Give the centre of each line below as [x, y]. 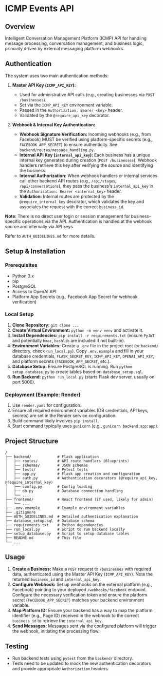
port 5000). [24, 382]
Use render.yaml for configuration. [47, 405]
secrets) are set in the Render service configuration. [64, 416]
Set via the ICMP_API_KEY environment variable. [66, 105]
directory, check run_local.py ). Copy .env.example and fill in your [78, 351]
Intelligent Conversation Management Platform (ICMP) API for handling [76, 38]
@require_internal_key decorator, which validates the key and [82, 201]
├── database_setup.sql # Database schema [50, 521]
